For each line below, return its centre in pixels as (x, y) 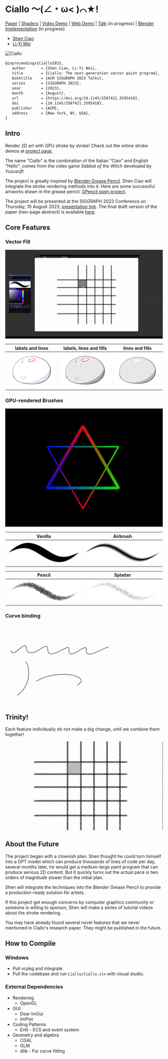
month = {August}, (39, 93)
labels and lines (31, 348)
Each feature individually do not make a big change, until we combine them (82, 729)
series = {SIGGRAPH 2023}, (46, 83)
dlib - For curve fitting (42, 1051)
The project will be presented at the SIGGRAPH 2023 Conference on (75, 201)
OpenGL (28, 1003)
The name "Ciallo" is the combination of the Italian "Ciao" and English (77, 160)
